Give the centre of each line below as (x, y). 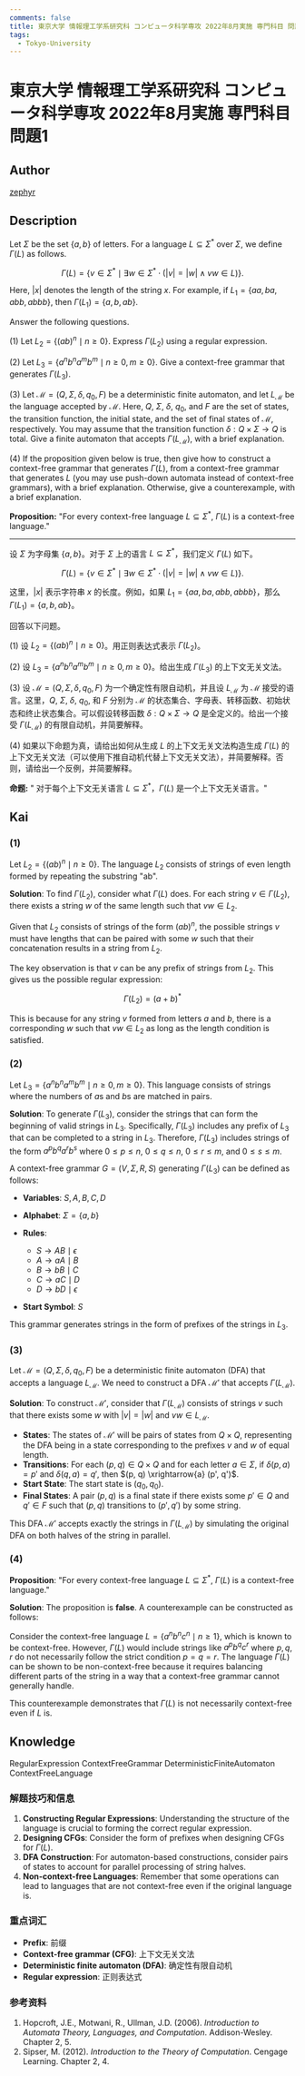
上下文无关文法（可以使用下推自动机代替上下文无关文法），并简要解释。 (143, 757)
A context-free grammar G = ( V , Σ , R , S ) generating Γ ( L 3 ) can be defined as (150, 1170)
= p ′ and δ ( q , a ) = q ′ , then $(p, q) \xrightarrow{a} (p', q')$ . (130, 1474)
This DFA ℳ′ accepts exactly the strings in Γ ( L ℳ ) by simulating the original (149, 1525)
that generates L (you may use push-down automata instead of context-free (152, 478)
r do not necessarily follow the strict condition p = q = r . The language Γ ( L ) (150, 1657)
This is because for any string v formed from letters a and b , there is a (140, 1018)
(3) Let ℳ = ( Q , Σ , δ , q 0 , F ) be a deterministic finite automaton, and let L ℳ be (152, 395)
